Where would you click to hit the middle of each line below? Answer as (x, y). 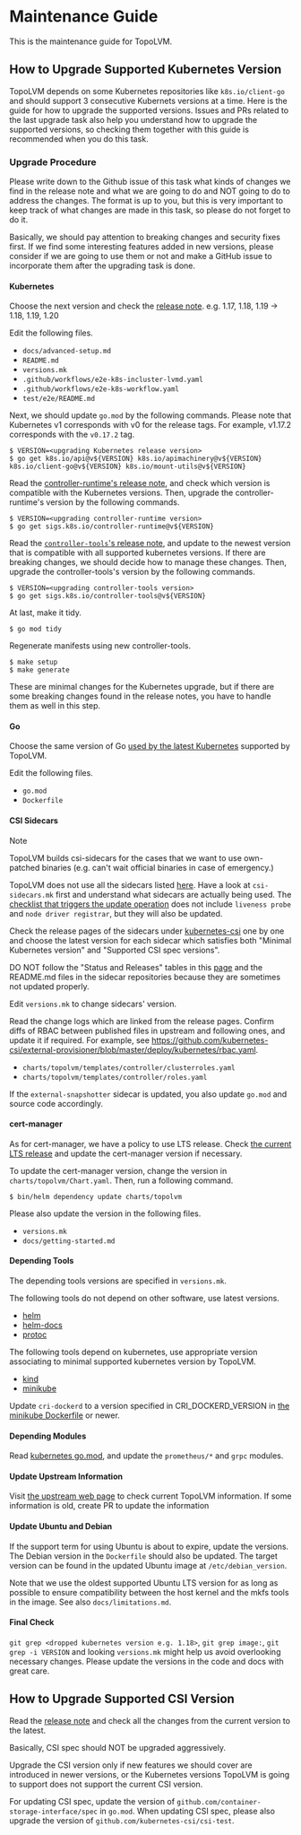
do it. (19, 220)
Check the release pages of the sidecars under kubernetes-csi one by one (147, 931)
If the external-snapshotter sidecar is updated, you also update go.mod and (148, 1094)
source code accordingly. (56, 1103)
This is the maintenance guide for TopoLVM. (91, 41)
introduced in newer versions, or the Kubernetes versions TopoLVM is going (150, 1774)
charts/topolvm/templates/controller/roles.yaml (115, 1077)
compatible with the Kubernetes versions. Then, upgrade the (121, 493)
